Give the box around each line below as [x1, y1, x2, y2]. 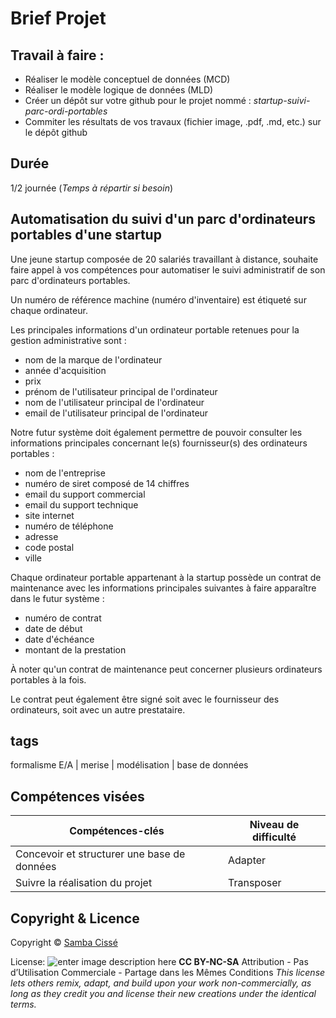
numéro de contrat [24, 612, 102, 624]
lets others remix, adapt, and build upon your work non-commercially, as [10, 977, 312, 989]
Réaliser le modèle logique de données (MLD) [24, 84, 214, 96]
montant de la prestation [24, 643, 127, 656]
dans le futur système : [10, 592, 105, 604]
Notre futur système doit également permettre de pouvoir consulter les [10, 426, 303, 438]
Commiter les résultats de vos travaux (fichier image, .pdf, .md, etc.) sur [24, 116, 322, 127]
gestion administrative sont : [10, 334, 127, 346]
